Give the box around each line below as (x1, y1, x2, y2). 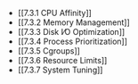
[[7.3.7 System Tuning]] (17, 64, 103, 75)
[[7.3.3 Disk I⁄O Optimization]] (17, 27, 126, 37)
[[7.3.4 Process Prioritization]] (17, 36, 127, 46)
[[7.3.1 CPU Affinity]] (17, 8, 92, 18)
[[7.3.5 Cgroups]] (17, 46, 80, 56)
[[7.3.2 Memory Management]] (17, 17, 131, 28)
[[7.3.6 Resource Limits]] (17, 55, 108, 65)
